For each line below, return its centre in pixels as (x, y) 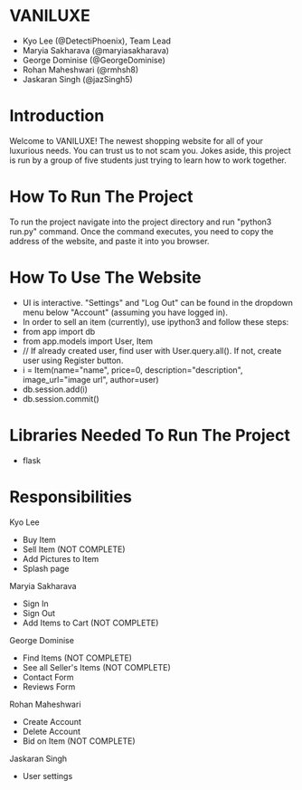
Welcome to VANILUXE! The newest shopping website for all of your (137, 140)
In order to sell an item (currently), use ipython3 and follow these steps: (156, 321)
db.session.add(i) (55, 389)
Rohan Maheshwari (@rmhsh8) (80, 70)
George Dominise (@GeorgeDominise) (94, 60)
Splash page (46, 568)
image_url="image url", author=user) (91, 379)
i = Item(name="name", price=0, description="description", (132, 370)
